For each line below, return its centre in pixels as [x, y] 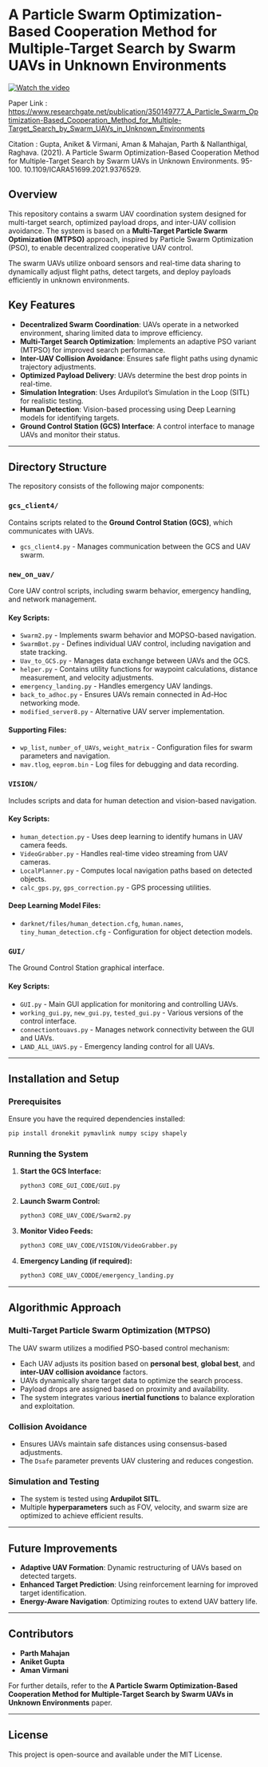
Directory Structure [58, 467]
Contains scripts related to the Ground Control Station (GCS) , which [121, 522]
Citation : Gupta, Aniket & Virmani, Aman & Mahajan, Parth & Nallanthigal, [128, 144]
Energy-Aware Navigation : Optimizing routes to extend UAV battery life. [138, 1602]
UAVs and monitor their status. [70, 434]
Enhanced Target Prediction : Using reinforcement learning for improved [139, 1584]
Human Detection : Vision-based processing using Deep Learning [128, 409]
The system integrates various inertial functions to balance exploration [137, 1397]
